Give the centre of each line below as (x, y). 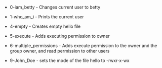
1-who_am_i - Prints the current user (47, 17)
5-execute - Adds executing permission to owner (60, 36)
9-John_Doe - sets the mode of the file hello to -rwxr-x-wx (70, 61)
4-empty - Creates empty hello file (45, 26)
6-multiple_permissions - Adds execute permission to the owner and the (83, 46)
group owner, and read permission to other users (60, 51)
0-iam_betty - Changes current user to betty (55, 7)
